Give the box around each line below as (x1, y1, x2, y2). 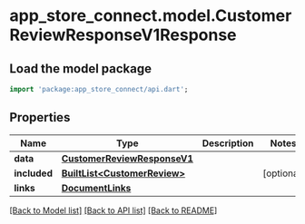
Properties (9, 110, 71, 125)
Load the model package (9, 61, 152, 76)
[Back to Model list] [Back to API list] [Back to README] (9, 205, 218, 216)
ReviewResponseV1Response (9, 24, 238, 45)
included (14, 167, 53, 180)
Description (202, 137, 254, 150)
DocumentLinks (61, 181, 132, 194)
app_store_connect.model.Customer (9, 5, 292, 26)
